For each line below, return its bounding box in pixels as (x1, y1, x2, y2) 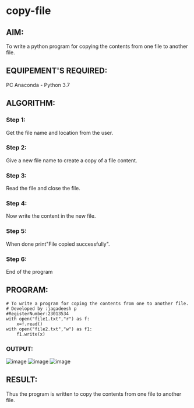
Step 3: (6, 171, 27, 179)
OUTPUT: (6, 344, 33, 353)
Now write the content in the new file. (6, 212, 96, 219)
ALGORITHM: (6, 98, 55, 109)
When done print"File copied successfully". (6, 240, 110, 247)
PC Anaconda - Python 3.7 (6, 81, 70, 88)
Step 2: (6, 144, 27, 152)
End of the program (6, 268, 53, 275)
